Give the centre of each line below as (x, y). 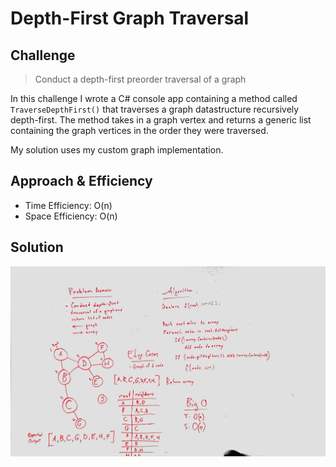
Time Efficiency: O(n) (68, 205)
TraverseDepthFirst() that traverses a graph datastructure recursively (155, 109)
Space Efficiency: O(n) (71, 216)
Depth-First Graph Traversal (130, 18)
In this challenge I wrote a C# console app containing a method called (154, 98)
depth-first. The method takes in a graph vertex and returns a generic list (161, 120)
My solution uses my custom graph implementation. (117, 150)
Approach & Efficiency (81, 181)
